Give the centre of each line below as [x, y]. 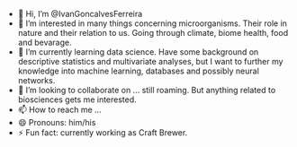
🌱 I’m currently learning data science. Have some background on [138, 52]
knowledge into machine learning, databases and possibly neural [138, 71]
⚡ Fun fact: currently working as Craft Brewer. [103, 133]
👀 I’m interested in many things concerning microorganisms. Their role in [153, 23]
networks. [36, 80]
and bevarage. [45, 42]
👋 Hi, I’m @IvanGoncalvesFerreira [80, 14]
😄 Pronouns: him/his [57, 122]
